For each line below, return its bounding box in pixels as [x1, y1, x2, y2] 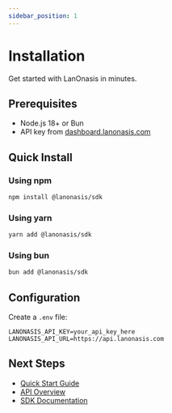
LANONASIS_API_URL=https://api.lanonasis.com [8, 335, 164, 343]
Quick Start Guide [19, 378, 80, 388]
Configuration [8, 291, 81, 304]
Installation [8, 46, 86, 65]
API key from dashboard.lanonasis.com [19, 127, 151, 137]
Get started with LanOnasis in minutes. [8, 74, 137, 83]
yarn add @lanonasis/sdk [8, 231, 92, 239]
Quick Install [8, 151, 73, 164]
